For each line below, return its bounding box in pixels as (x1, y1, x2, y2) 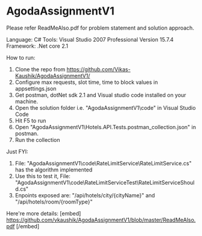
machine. (14, 98, 39, 105)
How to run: (6, 54, 36, 61)
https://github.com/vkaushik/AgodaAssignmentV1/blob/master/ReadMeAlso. (6, 216, 196, 223)
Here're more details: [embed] (6, 209, 81, 217)
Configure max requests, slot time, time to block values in (14, 78, 159, 86)
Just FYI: (6, 148, 28, 155)
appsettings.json (14, 85, 57, 92)
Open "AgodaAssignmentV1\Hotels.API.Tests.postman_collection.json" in (14, 123, 196, 130)
